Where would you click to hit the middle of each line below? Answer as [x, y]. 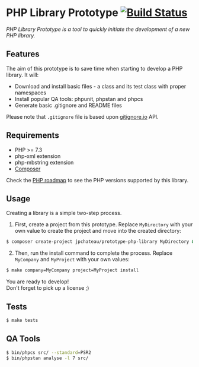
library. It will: [23, 75]
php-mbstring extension [44, 162]
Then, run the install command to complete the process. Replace [94, 253]
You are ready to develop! [38, 281]
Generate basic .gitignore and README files [68, 105]
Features [23, 54]
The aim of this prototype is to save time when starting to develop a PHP [94, 68]
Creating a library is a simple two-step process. [64, 213]
